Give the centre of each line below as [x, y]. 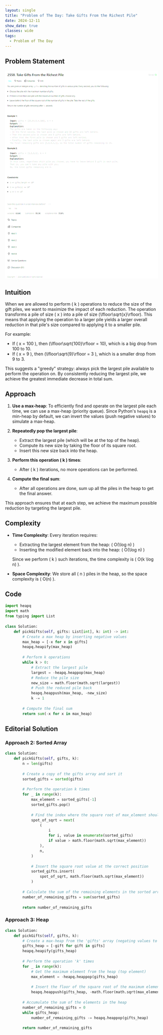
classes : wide [19, 31]
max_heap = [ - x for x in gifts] [55, 642]
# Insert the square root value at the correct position [90, 866]
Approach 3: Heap [27, 920]
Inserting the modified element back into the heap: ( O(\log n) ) [82, 549]
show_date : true [21, 26]
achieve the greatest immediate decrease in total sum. [59, 379]
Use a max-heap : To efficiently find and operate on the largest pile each [84, 406]
